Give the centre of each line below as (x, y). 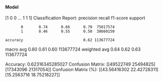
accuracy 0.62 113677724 (60, 40)
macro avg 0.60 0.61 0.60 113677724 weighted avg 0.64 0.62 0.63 (73, 49)
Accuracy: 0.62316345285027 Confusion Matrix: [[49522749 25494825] (80, 64)
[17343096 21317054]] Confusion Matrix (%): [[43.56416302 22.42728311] (82, 70)
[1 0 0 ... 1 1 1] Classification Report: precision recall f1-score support (75, 18)
